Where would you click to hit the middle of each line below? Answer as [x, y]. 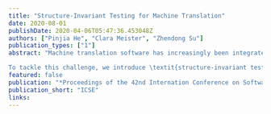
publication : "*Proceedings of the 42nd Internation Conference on [124, 82]
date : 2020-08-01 [38, 23]
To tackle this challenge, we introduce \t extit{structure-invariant [128, 68]
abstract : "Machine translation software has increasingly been [119, 53]
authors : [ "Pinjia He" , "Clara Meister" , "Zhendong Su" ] [106, 38]
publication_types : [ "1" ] [52, 46]
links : [19, 97]
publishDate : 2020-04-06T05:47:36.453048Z [81, 31]
